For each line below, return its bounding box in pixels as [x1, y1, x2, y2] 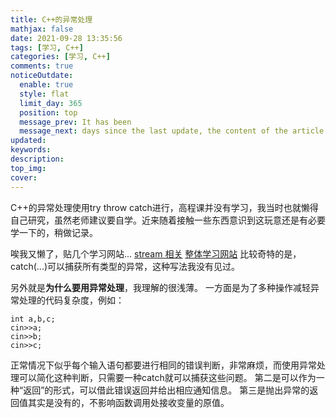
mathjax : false [10, 24, 74, 34]
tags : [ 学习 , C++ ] [10, 42, 84, 53]
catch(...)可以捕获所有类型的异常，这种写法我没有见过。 [10, 260, 241, 272]
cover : [10, 172, 38, 183]
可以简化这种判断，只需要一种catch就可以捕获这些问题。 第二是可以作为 [18, 371, 317, 383]
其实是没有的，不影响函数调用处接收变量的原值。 [27, 396, 230, 408]
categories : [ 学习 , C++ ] [10, 52, 111, 62]
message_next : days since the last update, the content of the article [19, 126, 325, 136]
